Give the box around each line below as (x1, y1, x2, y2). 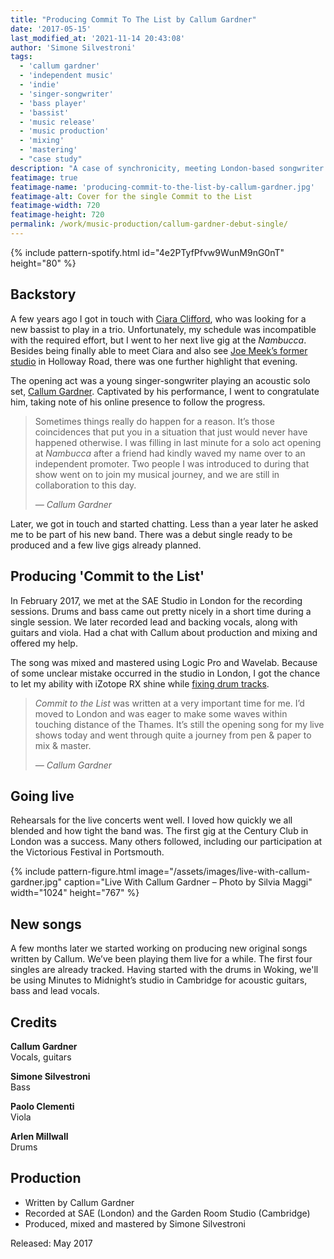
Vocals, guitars (10, 1051, 72, 1063)
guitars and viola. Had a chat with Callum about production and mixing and (10, 626, 318, 638)
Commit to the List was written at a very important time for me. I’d (34, 697, 305, 709)
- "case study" (19, 154, 83, 164)
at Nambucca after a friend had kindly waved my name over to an (34, 447, 306, 459)
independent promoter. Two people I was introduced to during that (34, 457, 310, 470)
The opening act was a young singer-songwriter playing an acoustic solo (10, 374, 311, 386)
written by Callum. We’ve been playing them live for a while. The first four (10, 953, 313, 965)
